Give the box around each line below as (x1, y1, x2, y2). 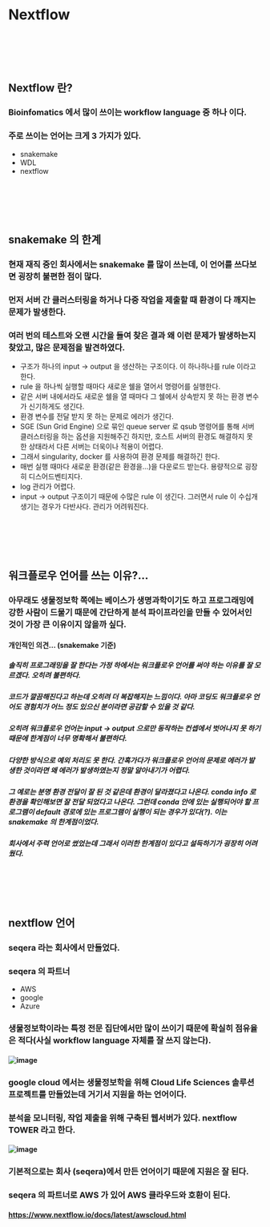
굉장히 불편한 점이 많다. (17, 271, 103, 282)
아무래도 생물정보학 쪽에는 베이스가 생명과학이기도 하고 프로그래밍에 (8, 595, 254, 606)
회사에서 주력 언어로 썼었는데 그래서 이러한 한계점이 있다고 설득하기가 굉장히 (8, 839, 243, 848)
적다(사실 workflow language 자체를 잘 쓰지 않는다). (17, 1035, 212, 1046)
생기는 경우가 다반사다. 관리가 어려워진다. (19, 502, 149, 512)
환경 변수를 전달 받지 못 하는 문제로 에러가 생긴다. (19, 412, 174, 421)
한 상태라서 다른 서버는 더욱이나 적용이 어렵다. (19, 442, 164, 452)
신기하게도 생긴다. (28, 402, 85, 412)
